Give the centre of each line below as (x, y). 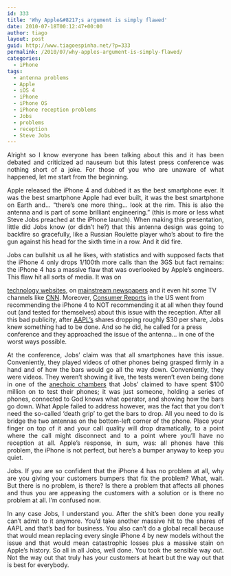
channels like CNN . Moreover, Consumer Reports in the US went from (106, 298)
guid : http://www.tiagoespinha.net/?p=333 (69, 46)
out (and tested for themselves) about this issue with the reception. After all (114, 312)
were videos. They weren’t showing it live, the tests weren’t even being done (115, 377)
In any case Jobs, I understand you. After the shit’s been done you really (115, 514)
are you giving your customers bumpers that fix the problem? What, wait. (115, 478)
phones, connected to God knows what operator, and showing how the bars (115, 399)
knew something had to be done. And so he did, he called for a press (105, 327)
